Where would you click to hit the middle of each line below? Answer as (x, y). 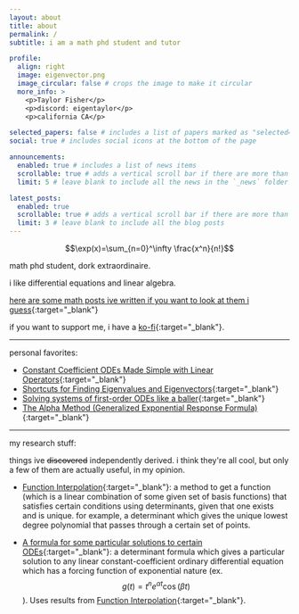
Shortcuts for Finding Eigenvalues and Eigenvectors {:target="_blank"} (150, 389)
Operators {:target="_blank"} (74, 379)
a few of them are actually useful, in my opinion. (97, 470)
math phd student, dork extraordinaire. (80, 266)
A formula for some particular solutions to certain (112, 542)
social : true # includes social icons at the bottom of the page (133, 141)
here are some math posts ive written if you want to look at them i (129, 300)
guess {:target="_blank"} (54, 310)
